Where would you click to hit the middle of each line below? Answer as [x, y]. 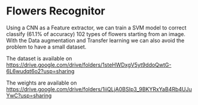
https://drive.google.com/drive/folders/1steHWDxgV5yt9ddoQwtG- [89, 65]
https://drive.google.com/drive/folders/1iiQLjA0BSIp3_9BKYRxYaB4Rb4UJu [99, 89]
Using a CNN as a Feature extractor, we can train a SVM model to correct [96, 28]
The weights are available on [42, 83]
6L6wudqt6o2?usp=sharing [40, 71]
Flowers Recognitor [56, 11]
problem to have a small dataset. [46, 47]
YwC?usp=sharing [29, 95]
